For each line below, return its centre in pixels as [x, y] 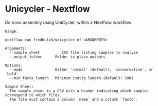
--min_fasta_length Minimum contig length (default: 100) [71, 78]
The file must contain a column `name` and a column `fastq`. [74, 99]
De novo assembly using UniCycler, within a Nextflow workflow [68, 22]
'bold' [12, 74]
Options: [14, 65]
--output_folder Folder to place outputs [57, 57]
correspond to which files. [34, 95]
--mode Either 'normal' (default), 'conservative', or [81, 70]
